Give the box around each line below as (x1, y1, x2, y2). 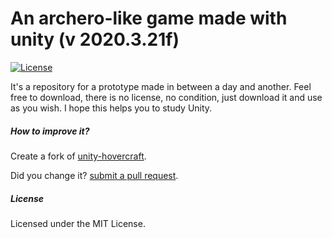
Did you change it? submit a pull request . (10, 169, 179, 181)
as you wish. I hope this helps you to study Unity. (10, 102, 213, 114)
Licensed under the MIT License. (10, 217, 146, 229)
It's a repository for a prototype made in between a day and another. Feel (10, 80, 312, 92)
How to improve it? (10, 125, 90, 137)
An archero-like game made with (10, 7, 288, 30)
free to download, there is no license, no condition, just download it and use (10, 91, 323, 103)
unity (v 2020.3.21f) (10, 28, 180, 51)
